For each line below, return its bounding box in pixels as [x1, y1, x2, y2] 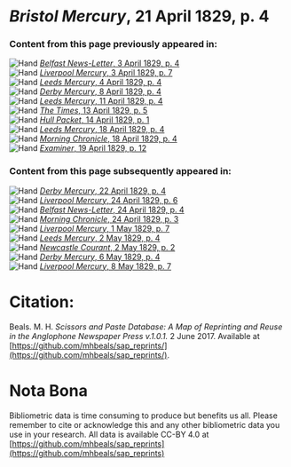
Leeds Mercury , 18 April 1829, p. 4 [39, 124, 165, 135]
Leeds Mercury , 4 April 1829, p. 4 [39, 77, 162, 88]
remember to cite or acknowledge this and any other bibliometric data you [9, 419, 280, 430]
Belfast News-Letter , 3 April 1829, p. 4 [39, 58, 180, 68]
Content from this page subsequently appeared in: [9, 165, 232, 178]
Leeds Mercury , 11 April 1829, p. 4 [39, 96, 163, 107]
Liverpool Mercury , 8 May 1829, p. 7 [39, 260, 171, 272]
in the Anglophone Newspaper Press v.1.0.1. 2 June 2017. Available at [9, 330, 260, 341]
